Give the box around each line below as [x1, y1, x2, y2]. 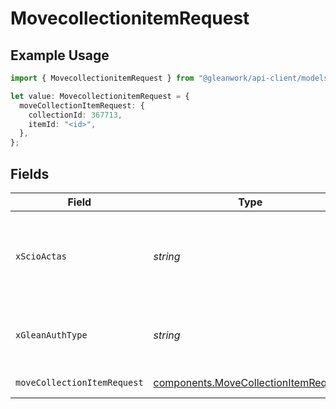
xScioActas [15, 250, 67, 262]
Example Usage [10, 47, 110, 64]
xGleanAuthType [15, 329, 88, 341]
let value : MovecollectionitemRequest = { [10, 91, 190, 101]
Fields [10, 165, 50, 182]
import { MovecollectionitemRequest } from [10, 73, 195, 83]
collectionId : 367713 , [28, 110, 123, 120]
